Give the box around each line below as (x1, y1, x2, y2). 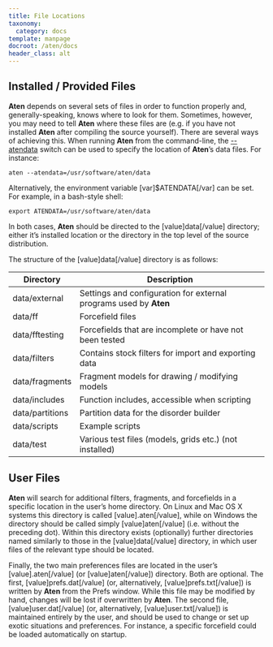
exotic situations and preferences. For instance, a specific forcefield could (8, 620, 258, 630)
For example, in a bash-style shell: (8, 192, 123, 201)
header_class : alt (8, 50, 71, 58)
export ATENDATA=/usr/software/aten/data (8, 207, 151, 215)
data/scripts (12, 420, 58, 431)
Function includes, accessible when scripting (79, 394, 252, 405)
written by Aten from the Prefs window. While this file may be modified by (8, 586, 256, 596)
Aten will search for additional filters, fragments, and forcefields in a (8, 493, 237, 503)
